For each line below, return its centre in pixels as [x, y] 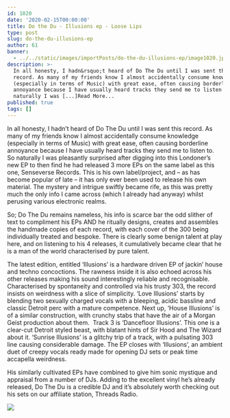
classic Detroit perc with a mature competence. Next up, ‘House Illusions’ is [114, 308]
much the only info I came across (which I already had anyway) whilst [105, 194]
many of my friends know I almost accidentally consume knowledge [103, 136]
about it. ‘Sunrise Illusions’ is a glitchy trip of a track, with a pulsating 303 [110, 337]
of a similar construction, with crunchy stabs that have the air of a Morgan [111, 315]
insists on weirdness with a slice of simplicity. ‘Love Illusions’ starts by [106, 293]
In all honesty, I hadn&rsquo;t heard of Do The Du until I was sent [114, 71]
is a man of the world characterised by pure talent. [78, 251]
